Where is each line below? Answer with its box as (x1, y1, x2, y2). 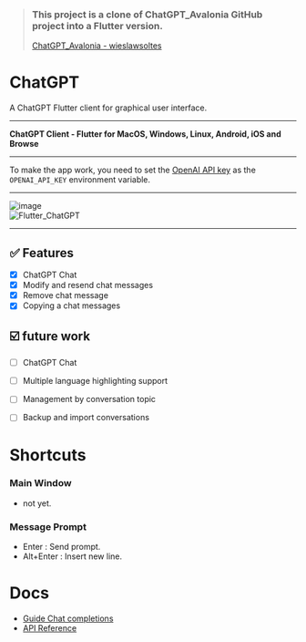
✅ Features (9, 245, 75, 261)
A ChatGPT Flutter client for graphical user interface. (9, 102, 208, 113)
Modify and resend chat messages (22, 280, 153, 291)
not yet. (22, 497, 52, 509)
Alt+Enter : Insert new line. (22, 551, 123, 562)
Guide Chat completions (22, 613, 114, 624)
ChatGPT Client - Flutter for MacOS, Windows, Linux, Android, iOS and (9, 129, 281, 140)
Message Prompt (9, 520, 87, 533)
